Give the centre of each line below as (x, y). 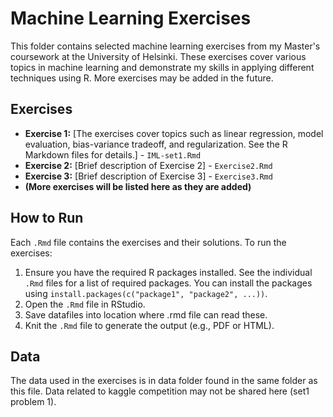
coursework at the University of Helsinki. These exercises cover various (158, 56)
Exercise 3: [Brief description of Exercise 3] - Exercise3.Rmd (148, 176)
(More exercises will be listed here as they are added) (138, 186)
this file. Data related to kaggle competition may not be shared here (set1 (160, 391)
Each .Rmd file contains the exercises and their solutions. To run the (148, 242)
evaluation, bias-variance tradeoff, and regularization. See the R (156, 144)
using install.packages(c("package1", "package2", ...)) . (146, 293)
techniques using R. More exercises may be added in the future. (142, 78)
